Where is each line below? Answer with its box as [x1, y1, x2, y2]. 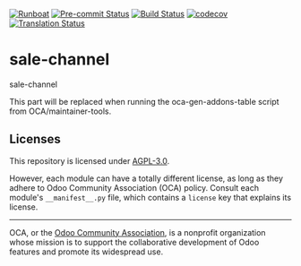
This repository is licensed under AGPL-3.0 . [9, 155, 170, 166]
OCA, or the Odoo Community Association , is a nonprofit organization [9, 227, 266, 237]
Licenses [9, 132, 61, 147]
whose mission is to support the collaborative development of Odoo [9, 236, 260, 247]
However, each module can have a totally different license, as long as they [9, 173, 284, 184]
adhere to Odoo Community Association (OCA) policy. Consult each [9, 182, 260, 193]
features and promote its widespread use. [9, 246, 164, 257]
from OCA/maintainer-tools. [9, 106, 112, 116]
